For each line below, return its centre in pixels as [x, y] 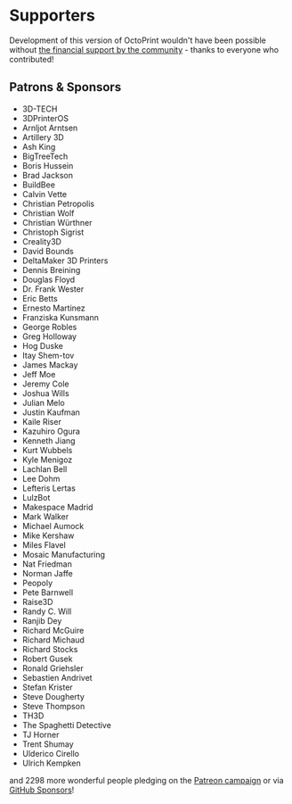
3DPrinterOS [45, 118]
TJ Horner [41, 734]
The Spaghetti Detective [66, 725]
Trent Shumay [48, 744]
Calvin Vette [45, 194]
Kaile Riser [42, 421]
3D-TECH [40, 109]
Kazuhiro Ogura [51, 431]
